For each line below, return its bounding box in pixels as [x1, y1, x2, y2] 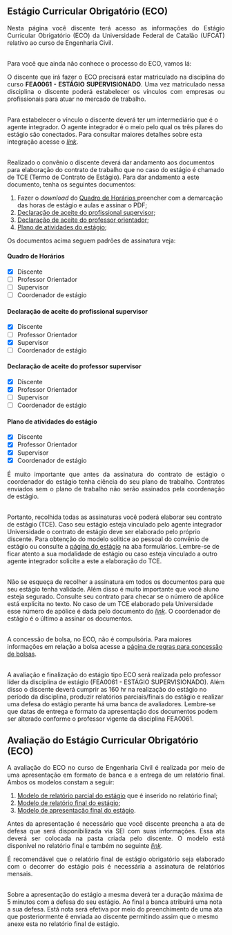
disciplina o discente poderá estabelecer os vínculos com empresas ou [7, 87, 225, 95]
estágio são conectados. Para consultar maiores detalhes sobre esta [7, 130, 202, 138]
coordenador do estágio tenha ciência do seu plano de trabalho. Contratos [7, 477, 225, 486]
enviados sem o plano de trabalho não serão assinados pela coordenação [7, 484, 225, 493]
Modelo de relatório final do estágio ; [17, 799, 121, 807]
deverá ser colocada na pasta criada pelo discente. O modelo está [7, 834, 225, 842]
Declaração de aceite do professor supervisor [7, 362, 142, 370]
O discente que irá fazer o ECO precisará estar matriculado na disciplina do [7, 73, 225, 81]
